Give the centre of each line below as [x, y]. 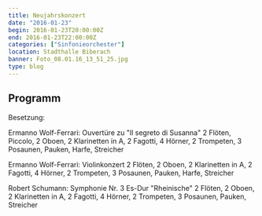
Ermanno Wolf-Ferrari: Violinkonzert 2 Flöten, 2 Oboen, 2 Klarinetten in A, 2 [130, 164]
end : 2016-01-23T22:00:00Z [52, 37]
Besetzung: [27, 117]
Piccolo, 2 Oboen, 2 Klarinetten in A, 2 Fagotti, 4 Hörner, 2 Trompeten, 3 [125, 141]
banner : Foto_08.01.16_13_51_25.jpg [68, 60]
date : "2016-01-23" [40, 23]
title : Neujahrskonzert [47, 15]
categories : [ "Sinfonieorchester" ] [66, 45]
